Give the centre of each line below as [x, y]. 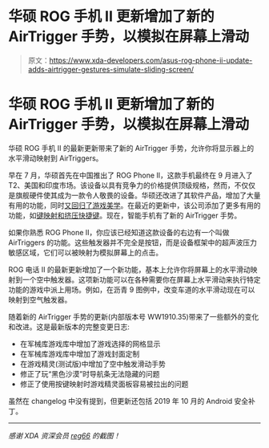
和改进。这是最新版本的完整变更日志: [69, 327]
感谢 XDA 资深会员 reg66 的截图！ [64, 435]
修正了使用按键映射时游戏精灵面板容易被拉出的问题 [104, 384]
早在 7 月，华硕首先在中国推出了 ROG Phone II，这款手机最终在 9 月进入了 [130, 175]
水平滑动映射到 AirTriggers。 [56, 158]
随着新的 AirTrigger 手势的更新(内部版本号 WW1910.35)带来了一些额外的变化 [134, 316]
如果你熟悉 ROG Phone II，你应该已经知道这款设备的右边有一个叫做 [119, 232]
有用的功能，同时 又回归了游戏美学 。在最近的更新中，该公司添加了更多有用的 [134, 205]
